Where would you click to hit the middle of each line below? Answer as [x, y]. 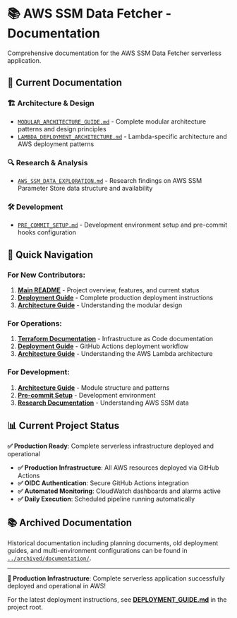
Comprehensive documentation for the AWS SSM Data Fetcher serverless [115, 53]
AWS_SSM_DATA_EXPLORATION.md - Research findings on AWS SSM [110, 180]
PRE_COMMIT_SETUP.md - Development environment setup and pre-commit [122, 225]
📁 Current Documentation [65, 83]
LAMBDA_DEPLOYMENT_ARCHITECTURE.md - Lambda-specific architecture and [122, 136]
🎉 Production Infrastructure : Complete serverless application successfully [116, 578]
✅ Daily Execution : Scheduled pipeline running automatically [106, 499]
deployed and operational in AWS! [57, 586]
